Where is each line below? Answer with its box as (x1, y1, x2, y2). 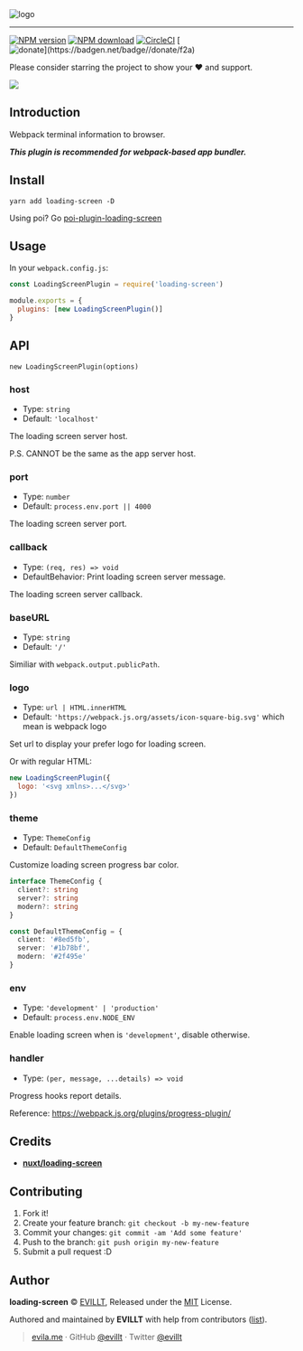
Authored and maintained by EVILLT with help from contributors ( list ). (9, 1314, 268, 1325)
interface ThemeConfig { (9, 877, 103, 887)
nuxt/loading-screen (22, 1158, 103, 1168)
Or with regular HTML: (9, 756, 93, 767)
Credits (9, 1133, 52, 1149)
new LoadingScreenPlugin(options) (9, 361, 140, 371)
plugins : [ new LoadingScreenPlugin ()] (17, 305, 164, 314)
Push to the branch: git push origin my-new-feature (22, 1237, 219, 1248)
